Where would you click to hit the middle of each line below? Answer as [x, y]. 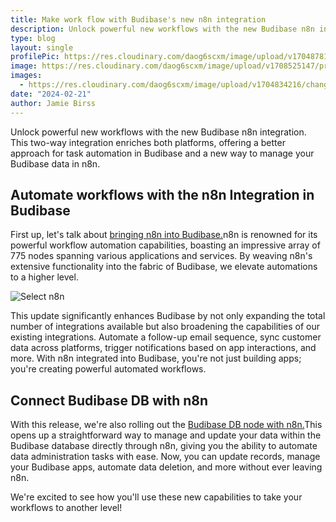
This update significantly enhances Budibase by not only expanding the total [168, 316]
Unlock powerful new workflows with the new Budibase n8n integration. [158, 132]
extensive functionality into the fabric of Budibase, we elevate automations [164, 267]
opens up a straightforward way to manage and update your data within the [166, 435]
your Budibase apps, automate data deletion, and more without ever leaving [166, 467]
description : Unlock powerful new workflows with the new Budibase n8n [162, 29]
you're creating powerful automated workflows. [108, 369]
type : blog [33, 38]
